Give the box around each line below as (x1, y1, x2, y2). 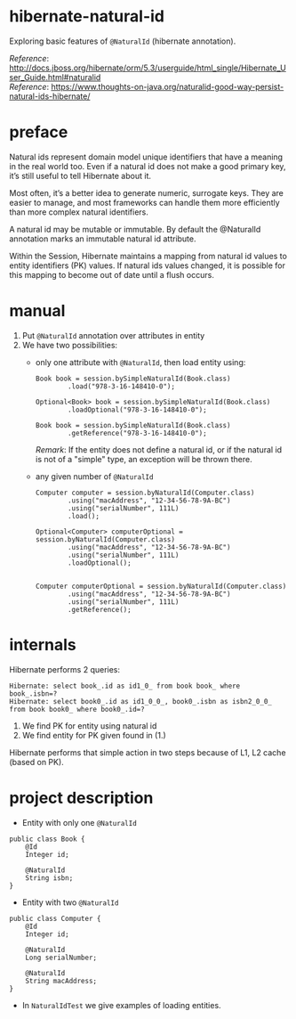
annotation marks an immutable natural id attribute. (9, 233, 197, 244)
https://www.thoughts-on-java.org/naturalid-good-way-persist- (51, 81, 284, 92)
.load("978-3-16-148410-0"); (67, 381, 176, 391)
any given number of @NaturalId (35, 470, 154, 482)
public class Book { (9, 835, 86, 844)
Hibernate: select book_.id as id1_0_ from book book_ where (9, 681, 241, 690)
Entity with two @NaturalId (21, 897, 119, 908)
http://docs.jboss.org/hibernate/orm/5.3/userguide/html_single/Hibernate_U (9, 62, 286, 73)
